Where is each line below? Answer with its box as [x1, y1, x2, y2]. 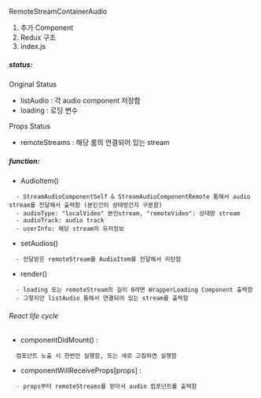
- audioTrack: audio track [16, 216, 105, 224]
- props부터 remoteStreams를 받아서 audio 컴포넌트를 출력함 [16, 382, 197, 391]
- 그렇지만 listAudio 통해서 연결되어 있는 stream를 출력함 [16, 294, 189, 302]
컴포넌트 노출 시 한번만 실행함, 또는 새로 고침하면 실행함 [16, 352, 178, 360]
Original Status [9, 79, 57, 89]
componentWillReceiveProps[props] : [20, 366, 142, 375]
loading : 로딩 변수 [20, 106, 78, 115]
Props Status [9, 121, 51, 131]
